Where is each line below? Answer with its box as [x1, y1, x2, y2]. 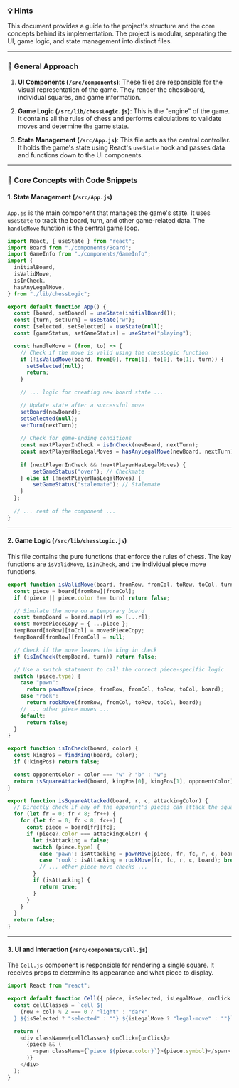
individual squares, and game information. [17, 93, 141, 101]
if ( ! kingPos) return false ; [14, 758, 100, 765]
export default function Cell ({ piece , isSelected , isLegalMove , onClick [7, 995, 231, 1003]
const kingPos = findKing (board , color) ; [14, 752, 139, 759]
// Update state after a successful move [20, 402, 144, 409]
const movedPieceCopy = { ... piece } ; [14, 620, 129, 628]
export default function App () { [7, 303, 107, 310]
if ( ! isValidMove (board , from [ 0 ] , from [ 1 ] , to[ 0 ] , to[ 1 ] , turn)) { [20, 355, 225, 363]
